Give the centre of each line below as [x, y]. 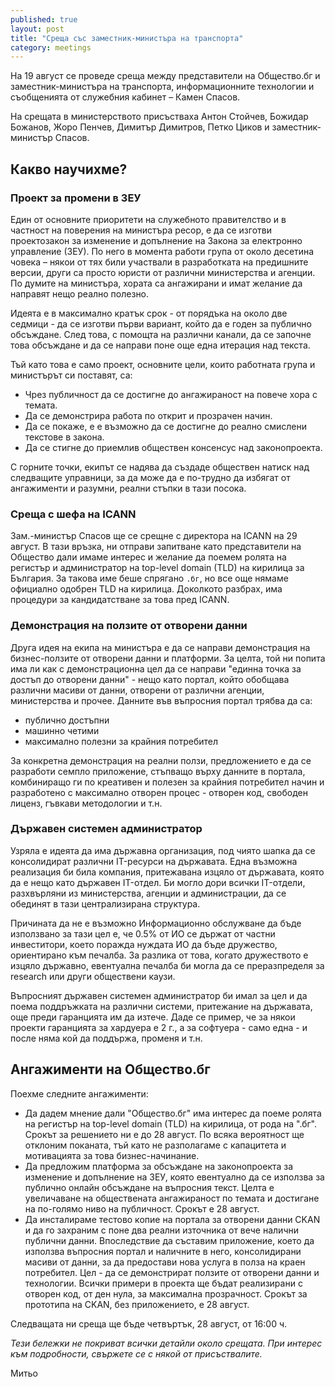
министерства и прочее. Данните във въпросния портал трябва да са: [161, 700]
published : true [44, 19]
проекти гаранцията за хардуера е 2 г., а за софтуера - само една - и [159, 1027]
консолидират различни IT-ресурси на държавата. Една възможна [154, 861]
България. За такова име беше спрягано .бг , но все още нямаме [149, 578]
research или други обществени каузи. [93, 976]
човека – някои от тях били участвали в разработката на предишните [159, 262]
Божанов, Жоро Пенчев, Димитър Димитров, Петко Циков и [140, 127]
